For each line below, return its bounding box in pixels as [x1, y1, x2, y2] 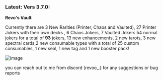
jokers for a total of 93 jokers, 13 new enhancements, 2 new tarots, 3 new [5, 35, 156, 41]
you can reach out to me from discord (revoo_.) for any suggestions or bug [5, 65, 158, 71]
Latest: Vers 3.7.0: [5, 3, 50, 10]
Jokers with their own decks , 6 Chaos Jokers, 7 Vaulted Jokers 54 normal [5, 30, 158, 36]
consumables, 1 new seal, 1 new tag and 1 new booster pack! [5, 46, 129, 52]
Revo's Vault [5, 15, 32, 21]
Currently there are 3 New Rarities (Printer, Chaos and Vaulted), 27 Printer [5, 24, 157, 30]
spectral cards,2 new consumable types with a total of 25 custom [5, 40, 139, 46]
